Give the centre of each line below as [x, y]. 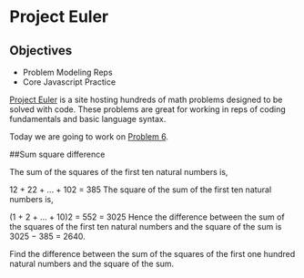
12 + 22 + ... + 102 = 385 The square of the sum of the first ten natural [141, 190]
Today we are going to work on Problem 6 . [89, 137]
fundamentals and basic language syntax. [88, 119]
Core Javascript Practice [69, 82]
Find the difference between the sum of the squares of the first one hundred [152, 254]
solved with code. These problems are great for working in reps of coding [147, 109]
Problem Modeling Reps [67, 72]
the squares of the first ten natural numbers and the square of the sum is [146, 227]
